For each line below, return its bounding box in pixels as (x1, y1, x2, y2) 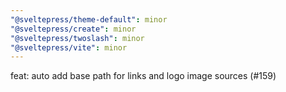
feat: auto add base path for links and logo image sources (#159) (10, 70, 277, 82)
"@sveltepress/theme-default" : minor (10, 14, 168, 25)
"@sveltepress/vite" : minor (10, 42, 128, 53)
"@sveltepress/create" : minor (10, 24, 137, 34)
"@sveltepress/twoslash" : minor (10, 33, 145, 43)
